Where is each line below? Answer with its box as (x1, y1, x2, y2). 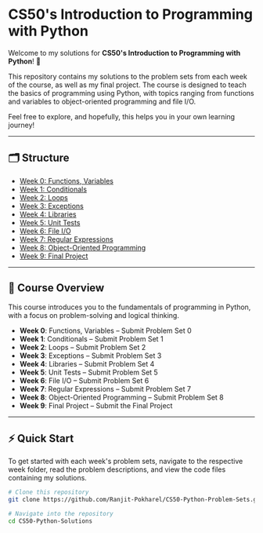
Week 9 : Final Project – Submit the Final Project (19, 400, 173, 410)
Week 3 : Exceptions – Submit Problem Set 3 (19, 351, 162, 360)
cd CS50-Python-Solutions (8, 517, 92, 525)
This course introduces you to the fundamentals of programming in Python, (8, 302, 251, 312)
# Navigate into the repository (8, 510, 113, 518)
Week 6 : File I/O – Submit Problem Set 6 (19, 375, 150, 385)
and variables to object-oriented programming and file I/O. (8, 97, 196, 106)
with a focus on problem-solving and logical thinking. (8, 310, 180, 319)
